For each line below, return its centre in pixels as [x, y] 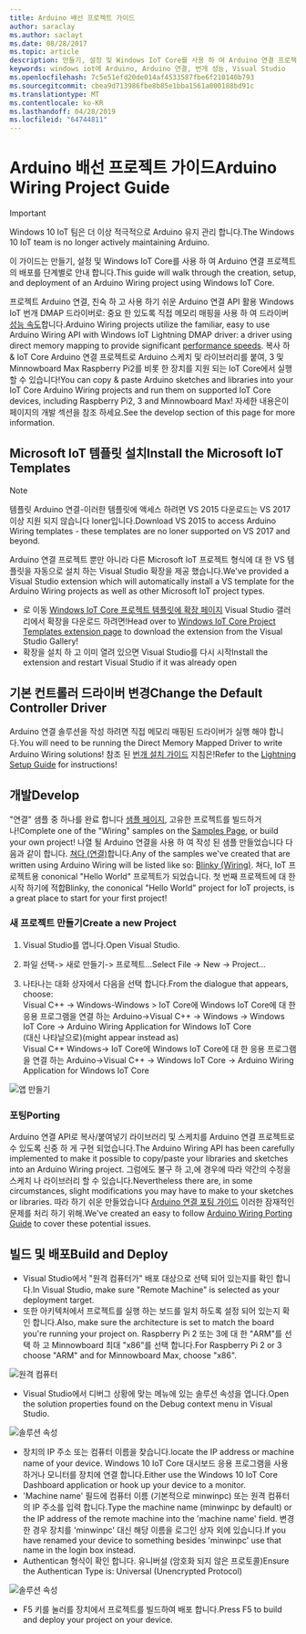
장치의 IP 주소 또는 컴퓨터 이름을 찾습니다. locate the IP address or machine [158, 1451]
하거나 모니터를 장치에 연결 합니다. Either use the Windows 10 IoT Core [150, 1474]
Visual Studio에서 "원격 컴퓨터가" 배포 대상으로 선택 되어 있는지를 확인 [148, 1278]
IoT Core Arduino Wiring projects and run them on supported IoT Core [140, 390]
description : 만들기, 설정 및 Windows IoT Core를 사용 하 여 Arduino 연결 [142, 60]
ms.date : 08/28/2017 [49, 43]
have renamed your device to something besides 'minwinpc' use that [152, 1540]
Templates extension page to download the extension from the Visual [153, 631]
